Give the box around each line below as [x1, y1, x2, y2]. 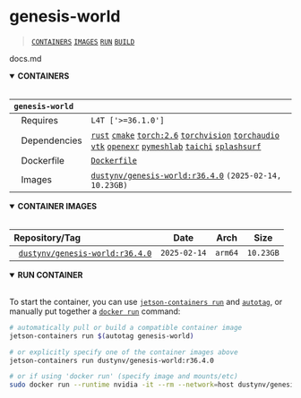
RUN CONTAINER [17, 269, 83, 280]
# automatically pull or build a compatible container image [9, 323, 243, 332]
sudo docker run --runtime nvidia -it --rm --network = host [9, 380, 235, 390]
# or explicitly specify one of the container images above [9, 347, 239, 357]
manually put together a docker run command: [9, 306, 181, 317]
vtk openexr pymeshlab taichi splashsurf [90, 141, 262, 151]
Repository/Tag [13, 231, 82, 243]
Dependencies [21, 134, 82, 147]
